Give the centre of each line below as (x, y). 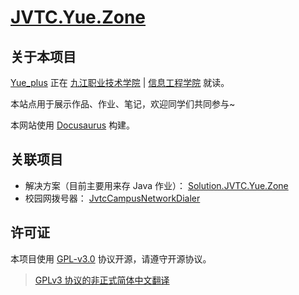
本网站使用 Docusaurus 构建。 (73, 125)
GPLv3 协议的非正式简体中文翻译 (102, 280)
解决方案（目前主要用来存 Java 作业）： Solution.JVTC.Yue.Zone (156, 185)
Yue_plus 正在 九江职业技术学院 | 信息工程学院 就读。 (120, 82)
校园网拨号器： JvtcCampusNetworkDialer (112, 198)
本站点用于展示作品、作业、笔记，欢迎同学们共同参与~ (123, 104)
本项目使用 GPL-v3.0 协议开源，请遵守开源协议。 (111, 258)
